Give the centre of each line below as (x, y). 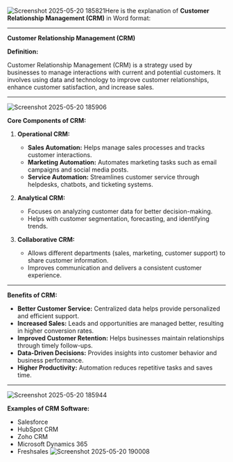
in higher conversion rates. (55, 331)
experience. (45, 275)
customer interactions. (60, 155)
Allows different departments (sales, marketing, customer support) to (126, 253)
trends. (38, 226)
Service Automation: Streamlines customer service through (113, 177)
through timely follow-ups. (55, 345)
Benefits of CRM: (32, 295)
